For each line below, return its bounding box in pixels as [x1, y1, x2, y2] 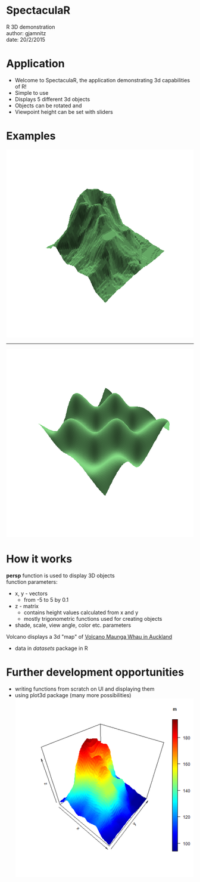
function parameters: [6, 578, 58, 585]
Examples [6, 129, 56, 143]
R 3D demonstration [6, 23, 55, 30]
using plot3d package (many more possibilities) [14, 691, 132, 698]
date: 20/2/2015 [6, 36, 46, 43]
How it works [6, 552, 73, 565]
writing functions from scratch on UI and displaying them [14, 685, 155, 692]
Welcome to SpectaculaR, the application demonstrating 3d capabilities [14, 76, 190, 83]
